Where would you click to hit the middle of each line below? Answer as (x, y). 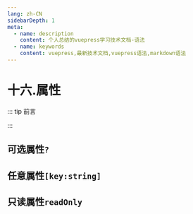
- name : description (44, 34)
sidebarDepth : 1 (31, 20)
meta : (15, 27)
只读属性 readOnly (45, 202)
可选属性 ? (28, 149)
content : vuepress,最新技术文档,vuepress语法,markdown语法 (103, 54)
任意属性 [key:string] (54, 176)
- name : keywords (39, 47)
